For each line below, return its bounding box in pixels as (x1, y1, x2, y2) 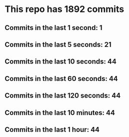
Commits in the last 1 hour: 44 (4, 125, 100, 133)
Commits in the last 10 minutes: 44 (4, 108, 115, 117)
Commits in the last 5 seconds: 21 (4, 40, 111, 48)
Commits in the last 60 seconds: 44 (4, 74, 118, 83)
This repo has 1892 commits (4, 3, 124, 15)
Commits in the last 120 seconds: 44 (4, 91, 121, 100)
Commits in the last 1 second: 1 (4, 23, 102, 32)
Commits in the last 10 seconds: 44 (4, 57, 117, 66)
